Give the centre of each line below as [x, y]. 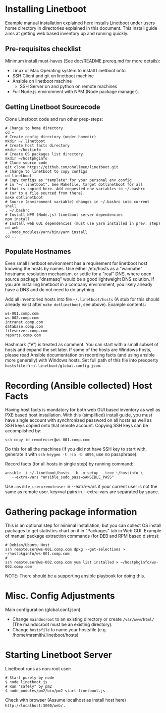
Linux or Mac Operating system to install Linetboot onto [69, 70]
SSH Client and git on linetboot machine [53, 76]
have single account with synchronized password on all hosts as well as [79, 420]
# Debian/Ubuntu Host [28, 545]
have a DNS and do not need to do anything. [50, 290]
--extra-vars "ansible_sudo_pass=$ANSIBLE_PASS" [63, 477]
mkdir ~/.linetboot [25, 141]
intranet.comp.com [24, 322]
